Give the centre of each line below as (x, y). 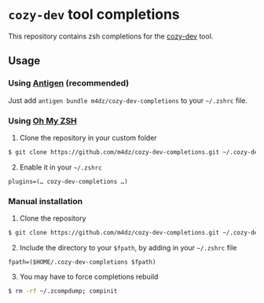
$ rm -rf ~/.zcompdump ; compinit (63, 291)
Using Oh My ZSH (42, 121)
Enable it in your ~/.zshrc (60, 167)
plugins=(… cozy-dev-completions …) (68, 181)
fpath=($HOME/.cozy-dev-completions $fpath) (82, 262)
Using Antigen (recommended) (69, 83)
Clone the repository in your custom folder (88, 137)
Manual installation (46, 201)
